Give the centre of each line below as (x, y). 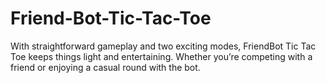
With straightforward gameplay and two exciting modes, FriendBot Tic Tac (163, 46)
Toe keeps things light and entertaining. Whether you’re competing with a (161, 56)
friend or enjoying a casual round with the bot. (105, 67)
